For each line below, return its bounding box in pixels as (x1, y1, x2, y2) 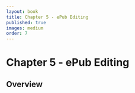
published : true (6, 19, 46, 25)
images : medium (6, 25, 44, 31)
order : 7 (6, 31, 28, 36)
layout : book (6, 8, 38, 15)
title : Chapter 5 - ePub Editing (6, 14, 89, 20)
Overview (6, 79, 43, 89)
